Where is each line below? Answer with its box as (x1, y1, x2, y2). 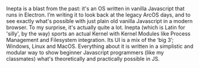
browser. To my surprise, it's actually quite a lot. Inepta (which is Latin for (6, 24, 185, 31)
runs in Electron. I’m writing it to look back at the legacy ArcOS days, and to (6, 11, 191, 18)
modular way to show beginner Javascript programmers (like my (6, 49, 165, 56)
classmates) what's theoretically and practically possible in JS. (6, 56, 160, 62)
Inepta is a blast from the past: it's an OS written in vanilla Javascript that (6, 5, 185, 12)
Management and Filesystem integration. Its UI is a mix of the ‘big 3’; (6, 37, 174, 43)
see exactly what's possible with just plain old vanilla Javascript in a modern (6, 18, 193, 24)
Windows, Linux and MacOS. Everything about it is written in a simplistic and (6, 43, 194, 50)
